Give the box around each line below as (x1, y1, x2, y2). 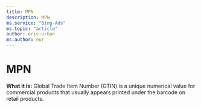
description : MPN (6, 14, 50, 20)
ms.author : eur (6, 37, 45, 43)
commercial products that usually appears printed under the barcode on (6, 88, 186, 96)
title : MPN (6, 8, 34, 15)
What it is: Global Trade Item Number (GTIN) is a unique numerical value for (6, 82, 196, 89)
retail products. (6, 95, 44, 102)
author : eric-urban (6, 31, 56, 37)
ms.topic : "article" (6, 25, 59, 32)
